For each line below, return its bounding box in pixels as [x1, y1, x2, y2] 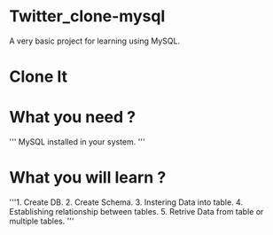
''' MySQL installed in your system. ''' [9, 137, 145, 147]
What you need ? [9, 107, 136, 128]
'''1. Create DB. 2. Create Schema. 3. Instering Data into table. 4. [9, 197, 244, 208]
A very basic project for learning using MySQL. [9, 35, 180, 46]
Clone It [9, 67, 68, 87]
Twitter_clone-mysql [9, 6, 166, 27]
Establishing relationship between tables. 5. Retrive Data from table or [9, 207, 264, 216]
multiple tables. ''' [9, 215, 74, 226]
